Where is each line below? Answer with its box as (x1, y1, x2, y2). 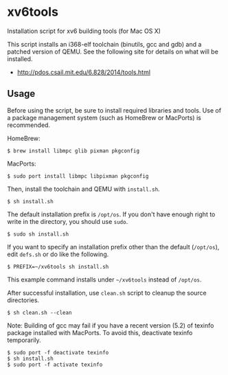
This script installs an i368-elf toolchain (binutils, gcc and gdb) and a (7, 40, 202, 48)
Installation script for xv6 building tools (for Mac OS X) (7, 27, 161, 35)
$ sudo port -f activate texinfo (7, 361, 103, 368)
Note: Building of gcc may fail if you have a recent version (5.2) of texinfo (7, 321, 214, 330)
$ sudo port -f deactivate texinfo (7, 349, 109, 356)
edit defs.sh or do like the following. (7, 250, 109, 258)
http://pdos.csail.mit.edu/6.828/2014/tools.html (16, 68, 151, 76)
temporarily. (7, 336, 41, 344)
